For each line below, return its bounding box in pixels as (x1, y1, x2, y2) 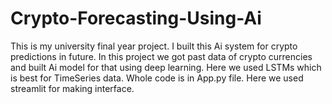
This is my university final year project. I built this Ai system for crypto (10, 40, 298, 52)
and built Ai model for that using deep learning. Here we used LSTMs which (10, 61, 322, 73)
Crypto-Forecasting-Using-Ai (10, 7, 262, 30)
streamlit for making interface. (10, 82, 135, 94)
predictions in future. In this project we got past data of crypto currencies (10, 50, 313, 62)
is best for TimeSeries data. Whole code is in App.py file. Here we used (10, 72, 304, 84)
